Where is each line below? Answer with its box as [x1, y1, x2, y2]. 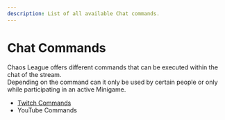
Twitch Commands [17, 98, 72, 107]
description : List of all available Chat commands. [7, 10, 160, 17]
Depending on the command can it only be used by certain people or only [7, 78, 218, 86]
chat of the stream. [7, 70, 62, 78]
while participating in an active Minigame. [7, 85, 126, 94]
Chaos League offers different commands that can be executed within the [7, 63, 219, 71]
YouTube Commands [17, 105, 78, 114]
